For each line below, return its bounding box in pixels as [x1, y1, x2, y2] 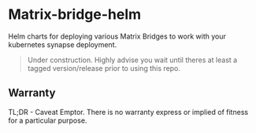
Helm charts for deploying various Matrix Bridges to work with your [8, 31, 226, 41]
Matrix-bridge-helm [8, 6, 142, 24]
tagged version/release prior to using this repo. [27, 63, 181, 72]
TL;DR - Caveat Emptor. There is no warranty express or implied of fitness [8, 107, 249, 116]
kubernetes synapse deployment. [8, 39, 117, 49]
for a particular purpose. [8, 116, 87, 125]
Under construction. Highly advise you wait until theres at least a [27, 55, 238, 65]
